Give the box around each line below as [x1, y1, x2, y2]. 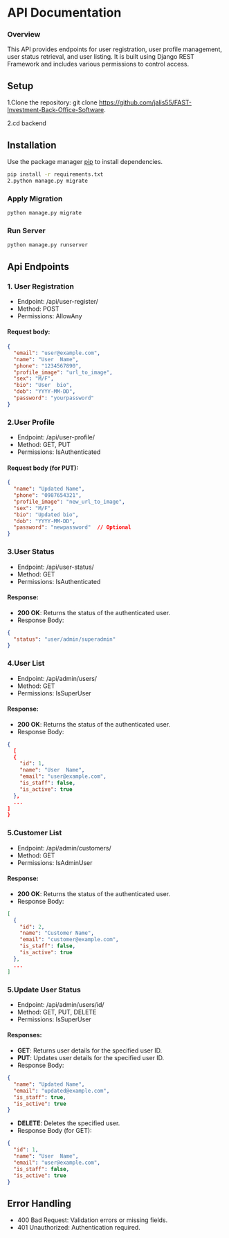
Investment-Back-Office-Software [7, 106, 104, 114]
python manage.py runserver [7, 242, 89, 248]
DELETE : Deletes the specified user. [17, 1119, 120, 1127]
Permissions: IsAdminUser [17, 858, 93, 866]
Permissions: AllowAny [17, 311, 82, 320]
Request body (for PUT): [7, 464, 79, 472]
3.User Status [7, 547, 55, 556]
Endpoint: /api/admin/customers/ [17, 844, 112, 852]
